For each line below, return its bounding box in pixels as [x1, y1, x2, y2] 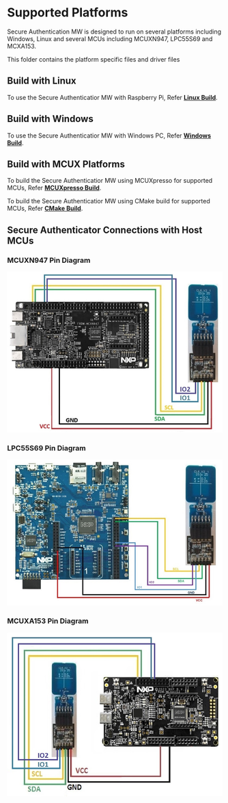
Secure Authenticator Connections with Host [7, 224, 203, 235]
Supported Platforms [7, 5, 128, 21]
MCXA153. [7, 42, 36, 50]
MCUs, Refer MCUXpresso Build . [7, 183, 102, 192]
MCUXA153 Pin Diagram [7, 616, 89, 626]
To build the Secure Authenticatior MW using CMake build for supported [7, 197, 210, 205]
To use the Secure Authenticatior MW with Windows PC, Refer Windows [7, 131, 212, 140]
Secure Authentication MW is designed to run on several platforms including [7, 27, 222, 36]
